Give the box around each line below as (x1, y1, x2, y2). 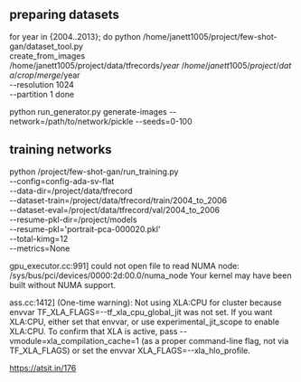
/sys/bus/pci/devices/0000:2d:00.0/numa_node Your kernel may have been (9, 270, 292, 281)
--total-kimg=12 (9, 233, 69, 244)
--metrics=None (9, 243, 71, 254)
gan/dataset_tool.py (9, 41, 84, 51)
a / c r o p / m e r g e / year (9, 70, 80, 80)
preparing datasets (9, 7, 120, 23)
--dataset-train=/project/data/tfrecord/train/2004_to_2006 (9, 194, 228, 206)
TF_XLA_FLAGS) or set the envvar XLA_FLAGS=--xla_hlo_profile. (9, 345, 251, 356)
